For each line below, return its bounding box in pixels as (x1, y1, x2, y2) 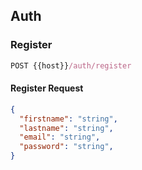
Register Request (10, 82, 84, 94)
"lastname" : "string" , (19, 123, 114, 133)
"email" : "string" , (19, 132, 101, 143)
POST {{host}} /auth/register (10, 60, 132, 71)
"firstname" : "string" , (19, 114, 118, 124)
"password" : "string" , (19, 142, 114, 152)
